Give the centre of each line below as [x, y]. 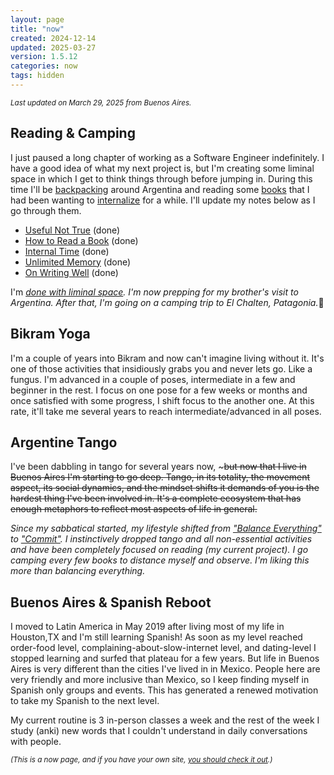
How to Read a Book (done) [81, 240]
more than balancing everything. [78, 571]
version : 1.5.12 [44, 57]
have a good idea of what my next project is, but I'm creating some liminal [162, 168]
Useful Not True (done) [72, 230]
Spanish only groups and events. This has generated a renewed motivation [164, 690]
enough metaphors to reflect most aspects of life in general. [134, 509]
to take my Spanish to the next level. [85, 701]
